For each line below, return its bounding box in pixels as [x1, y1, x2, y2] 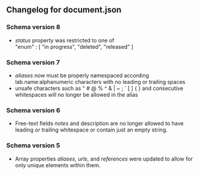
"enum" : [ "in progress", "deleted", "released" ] [14, 43, 134, 50]
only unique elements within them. [14, 161, 101, 168]
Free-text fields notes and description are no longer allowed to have [14, 120, 184, 127]
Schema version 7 [6, 58, 60, 66]
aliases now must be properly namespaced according [14, 72, 150, 79]
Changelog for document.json [6, 5, 122, 15]
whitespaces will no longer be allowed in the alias [14, 91, 138, 98]
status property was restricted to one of [14, 36, 115, 44]
